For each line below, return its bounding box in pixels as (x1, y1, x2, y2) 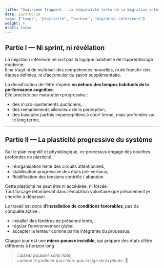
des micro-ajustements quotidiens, (12, 101, 82, 107)
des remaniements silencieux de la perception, (12, 106, 106, 112)
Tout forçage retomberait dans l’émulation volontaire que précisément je (5, 188, 150, 194)
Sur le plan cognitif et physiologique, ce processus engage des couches (5, 149, 150, 155)
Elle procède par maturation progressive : (5, 91, 89, 98)
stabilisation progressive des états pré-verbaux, (12, 168, 109, 174)
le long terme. (12, 117, 41, 123)
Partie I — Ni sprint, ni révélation (5, 44, 105, 52)
